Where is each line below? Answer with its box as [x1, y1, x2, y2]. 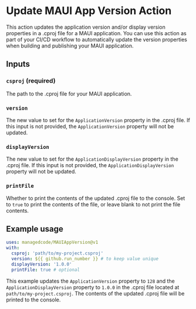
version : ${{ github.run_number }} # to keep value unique [11, 256, 159, 262]
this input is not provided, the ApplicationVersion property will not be [6, 123, 174, 130]
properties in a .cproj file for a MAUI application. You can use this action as [6, 29, 187, 36]
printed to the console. [6, 296, 61, 303]
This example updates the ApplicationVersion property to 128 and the [6, 277, 175, 284]
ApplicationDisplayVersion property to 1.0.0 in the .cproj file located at [6, 283, 180, 291]
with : [6, 245, 19, 251]
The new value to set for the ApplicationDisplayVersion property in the [6, 155, 179, 162]
